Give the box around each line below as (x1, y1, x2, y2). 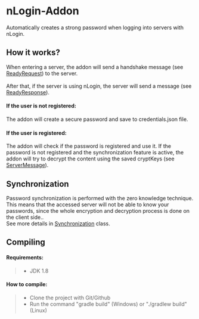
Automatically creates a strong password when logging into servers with (6, 24, 184, 31)
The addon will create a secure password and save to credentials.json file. (6, 115, 189, 123)
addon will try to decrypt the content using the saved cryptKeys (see (6, 155, 175, 162)
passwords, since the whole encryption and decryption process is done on (6, 207, 190, 214)
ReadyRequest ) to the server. (6, 70, 78, 77)
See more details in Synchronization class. (6, 219, 110, 227)
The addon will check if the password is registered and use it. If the (6, 143, 172, 150)
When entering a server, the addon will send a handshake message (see (6, 63, 184, 70)
